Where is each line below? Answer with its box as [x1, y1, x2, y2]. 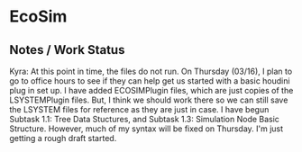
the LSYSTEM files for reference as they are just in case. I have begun [9, 104, 270, 114]
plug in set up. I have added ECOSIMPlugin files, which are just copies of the [9, 85, 294, 95]
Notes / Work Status [9, 42, 125, 58]
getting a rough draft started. [9, 133, 117, 143]
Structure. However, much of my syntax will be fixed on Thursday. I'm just [9, 123, 284, 134]
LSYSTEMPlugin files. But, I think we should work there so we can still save [9, 94, 288, 105]
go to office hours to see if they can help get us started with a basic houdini [9, 76, 290, 86]
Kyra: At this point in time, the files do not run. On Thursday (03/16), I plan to [9, 66, 293, 76]
